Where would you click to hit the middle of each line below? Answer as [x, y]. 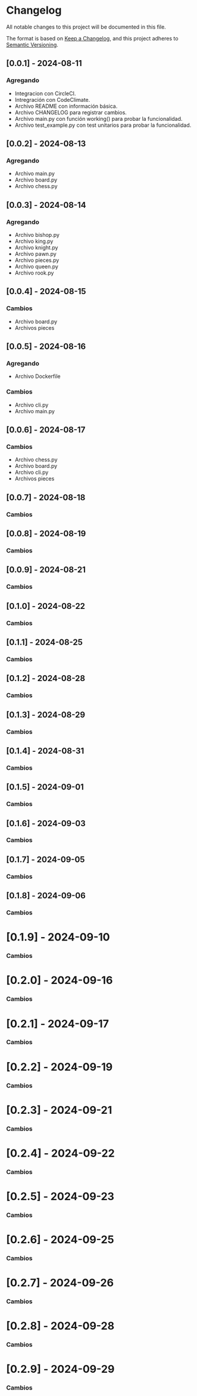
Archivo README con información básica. [66, 106]
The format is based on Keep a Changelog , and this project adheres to [92, 38]
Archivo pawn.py [35, 254]
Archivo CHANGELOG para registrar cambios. [71, 112]
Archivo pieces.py [37, 260]
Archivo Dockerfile [37, 376]
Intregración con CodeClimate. [52, 99]
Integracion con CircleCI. [45, 93]
